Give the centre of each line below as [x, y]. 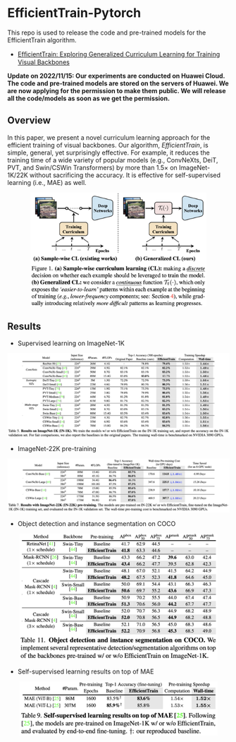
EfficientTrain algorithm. [42, 40]
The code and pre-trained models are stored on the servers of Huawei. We [118, 83]
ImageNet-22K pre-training [57, 448]
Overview [29, 120]
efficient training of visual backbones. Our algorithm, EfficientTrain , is [108, 145]
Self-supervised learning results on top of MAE [86, 671]
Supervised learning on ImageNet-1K [71, 343]
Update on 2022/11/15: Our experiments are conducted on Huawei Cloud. [116, 76]
